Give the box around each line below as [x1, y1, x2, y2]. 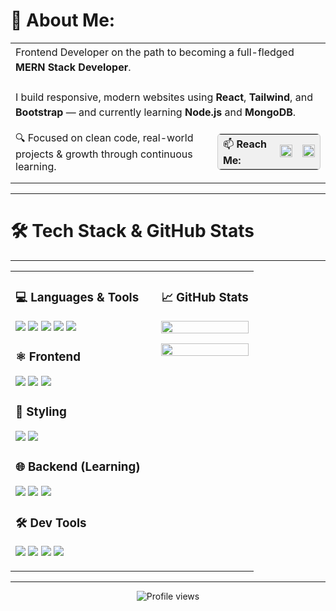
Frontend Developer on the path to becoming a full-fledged [15, 45, 295, 59]
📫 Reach [222, 137, 268, 151]
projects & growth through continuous [15, 147, 193, 161]
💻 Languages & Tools [15, 290, 140, 306]
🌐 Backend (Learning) [15, 459, 141, 474]
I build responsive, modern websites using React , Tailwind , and [15, 90, 313, 104]
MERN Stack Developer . [15, 60, 132, 74]
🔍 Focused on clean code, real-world [15, 130, 194, 144]
